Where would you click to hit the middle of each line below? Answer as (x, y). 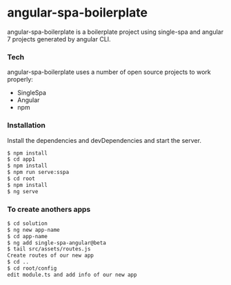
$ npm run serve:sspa (38, 173)
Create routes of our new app (51, 256)
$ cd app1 (21, 159)
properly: (20, 79)
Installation (27, 126)
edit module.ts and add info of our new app (72, 275)
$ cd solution (28, 223)
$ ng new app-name (33, 230)
